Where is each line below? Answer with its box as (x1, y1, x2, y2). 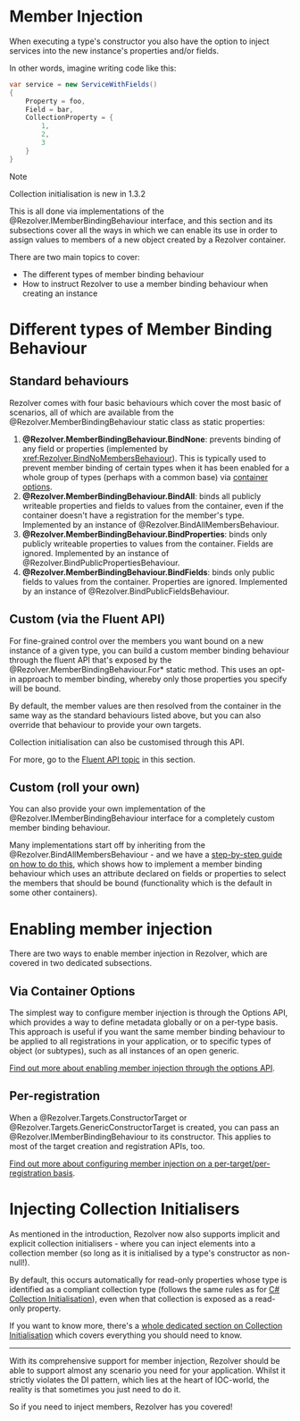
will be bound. (9, 682, 62, 694)
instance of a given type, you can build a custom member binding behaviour (9, 645, 290, 656)
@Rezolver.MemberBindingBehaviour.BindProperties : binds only (21, 529, 268, 539)
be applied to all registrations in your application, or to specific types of (9, 1036, 271, 1047)
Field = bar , (25, 105, 74, 114)
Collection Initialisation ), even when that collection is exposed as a (9, 1293, 254, 1304)
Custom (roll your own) (9, 780, 140, 795)
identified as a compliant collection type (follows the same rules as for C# (9, 1283, 280, 1294)
